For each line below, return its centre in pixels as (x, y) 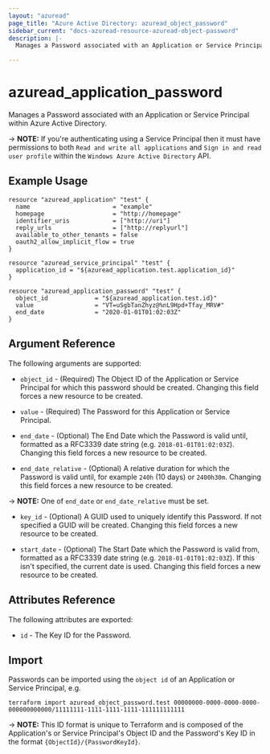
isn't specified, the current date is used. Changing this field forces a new (140, 566)
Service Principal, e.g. (45, 688)
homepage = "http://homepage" (98, 214)
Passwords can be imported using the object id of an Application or (122, 679)
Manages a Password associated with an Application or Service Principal (129, 115)
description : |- (35, 38)
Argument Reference (62, 344)
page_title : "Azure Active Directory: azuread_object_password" (118, 23)
